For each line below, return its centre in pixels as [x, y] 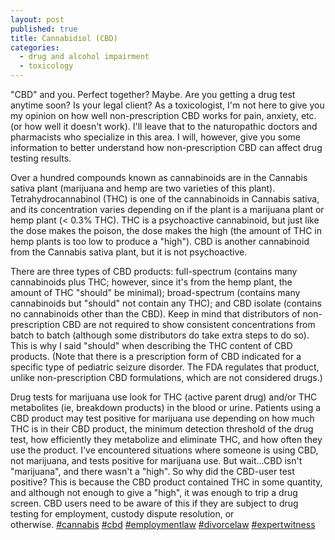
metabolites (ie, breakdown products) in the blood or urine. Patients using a [166, 407]
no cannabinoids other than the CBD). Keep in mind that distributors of [155, 314]
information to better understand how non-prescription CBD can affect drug [166, 147]
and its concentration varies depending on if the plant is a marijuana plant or [167, 209]
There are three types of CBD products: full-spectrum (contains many [154, 271]
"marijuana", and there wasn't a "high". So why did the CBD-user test [152, 471]
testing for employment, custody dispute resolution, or [122, 514]
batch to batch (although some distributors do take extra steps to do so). [160, 335]
